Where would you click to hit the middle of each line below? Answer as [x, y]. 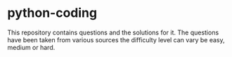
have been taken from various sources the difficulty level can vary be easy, [116, 39]
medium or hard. [31, 47]
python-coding [52, 13]
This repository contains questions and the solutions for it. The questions [113, 32]
